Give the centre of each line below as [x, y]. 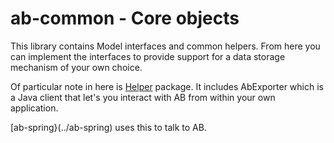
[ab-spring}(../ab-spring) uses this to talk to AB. [108, 127]
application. [34, 108]
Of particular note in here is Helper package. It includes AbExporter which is [167, 86]
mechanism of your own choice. [76, 67]
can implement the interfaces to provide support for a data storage [148, 56]
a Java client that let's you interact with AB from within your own [143, 97]
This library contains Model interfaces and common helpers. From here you [165, 46]
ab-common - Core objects [125, 18]
